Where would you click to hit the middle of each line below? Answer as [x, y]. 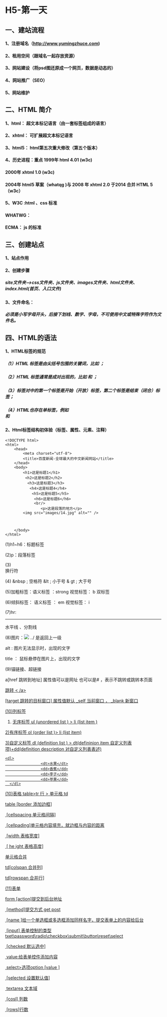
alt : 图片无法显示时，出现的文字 [38, 648]
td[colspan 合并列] [24, 867]
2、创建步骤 [17, 270]
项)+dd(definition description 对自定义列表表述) [54, 749]
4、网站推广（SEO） [26, 80]
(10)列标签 [16, 711]
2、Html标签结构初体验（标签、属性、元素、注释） [57, 429]
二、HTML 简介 [28, 109]
